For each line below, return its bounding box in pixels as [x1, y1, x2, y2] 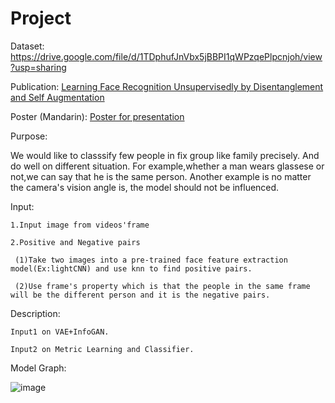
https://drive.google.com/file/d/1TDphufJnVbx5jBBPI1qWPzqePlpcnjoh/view [10, 50, 323, 62]
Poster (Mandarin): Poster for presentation [10, 110, 185, 122]
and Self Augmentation [10, 91, 105, 103]
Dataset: [10, 40, 45, 52]
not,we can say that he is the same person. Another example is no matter [10, 170, 312, 182]
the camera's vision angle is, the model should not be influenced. [10, 181, 280, 193]
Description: [10, 307, 61, 319]
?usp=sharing [10, 61, 67, 73]
